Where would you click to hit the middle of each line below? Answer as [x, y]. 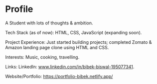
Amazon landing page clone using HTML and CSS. [57, 47]
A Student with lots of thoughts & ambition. [49, 23]
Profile [19, 9]
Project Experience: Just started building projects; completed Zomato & [78, 42]
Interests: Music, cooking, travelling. [42, 57]
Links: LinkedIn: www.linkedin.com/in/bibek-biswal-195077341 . [70, 67]
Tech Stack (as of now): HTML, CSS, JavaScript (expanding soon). [74, 32]
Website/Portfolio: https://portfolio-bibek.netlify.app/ [59, 76]
